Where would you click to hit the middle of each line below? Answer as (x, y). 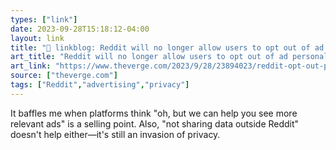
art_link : (31, 66)
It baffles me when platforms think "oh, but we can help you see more (154, 113)
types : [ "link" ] (44, 19)
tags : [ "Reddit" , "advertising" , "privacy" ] (100, 85)
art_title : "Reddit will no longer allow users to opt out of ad (149, 57)
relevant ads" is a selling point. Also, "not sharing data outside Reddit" (155, 123)
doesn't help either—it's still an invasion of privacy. (115, 134)
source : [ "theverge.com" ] (64, 76)
